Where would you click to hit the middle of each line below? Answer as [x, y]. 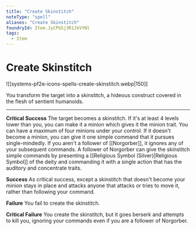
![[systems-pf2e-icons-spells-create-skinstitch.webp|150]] [77, 84]
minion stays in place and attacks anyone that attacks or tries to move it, [93, 186]
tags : [13, 33]
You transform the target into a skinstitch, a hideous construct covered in [94, 95]
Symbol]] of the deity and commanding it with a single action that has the [94, 162]
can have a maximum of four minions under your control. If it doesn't [88, 131]
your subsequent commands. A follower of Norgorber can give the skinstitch [98, 149]
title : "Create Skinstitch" [40, 11]
